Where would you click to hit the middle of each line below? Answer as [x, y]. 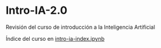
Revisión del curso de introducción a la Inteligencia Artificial [80, 27]
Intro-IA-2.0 [36, 10]
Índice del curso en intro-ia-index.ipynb [55, 38]
